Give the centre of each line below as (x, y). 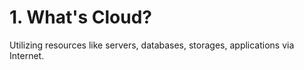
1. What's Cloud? (80, 17)
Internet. (27, 55)
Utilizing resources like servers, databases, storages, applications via (152, 45)
